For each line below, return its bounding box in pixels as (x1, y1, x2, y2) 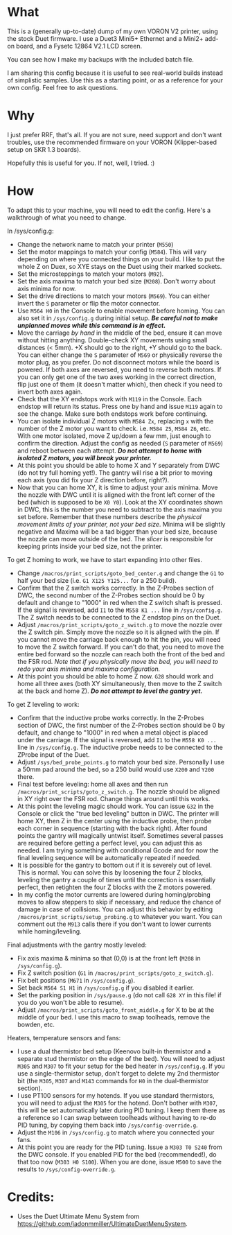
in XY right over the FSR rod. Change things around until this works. (17, 794, 211, 803)
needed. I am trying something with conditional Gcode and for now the (17, 846, 220, 855)
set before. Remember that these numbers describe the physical (17, 512, 202, 520)
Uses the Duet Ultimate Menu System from (17, 1212, 140, 1220)
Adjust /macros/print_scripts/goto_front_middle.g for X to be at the (17, 1006, 215, 1014)
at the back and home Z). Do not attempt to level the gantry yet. (17, 687, 203, 695)
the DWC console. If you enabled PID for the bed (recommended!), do (17, 1150, 217, 1158)
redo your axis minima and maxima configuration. (17, 665, 161, 673)
